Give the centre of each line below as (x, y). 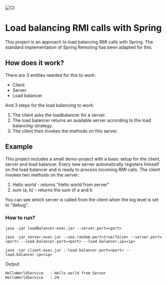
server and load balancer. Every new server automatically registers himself (82, 164)
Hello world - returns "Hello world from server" (61, 184)
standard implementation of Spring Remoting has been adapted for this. (79, 47)
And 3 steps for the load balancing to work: (50, 105)
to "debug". (17, 205)
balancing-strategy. (33, 125)
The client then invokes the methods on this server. (65, 131)
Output (12, 264)
